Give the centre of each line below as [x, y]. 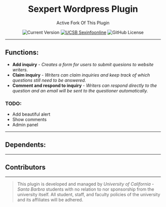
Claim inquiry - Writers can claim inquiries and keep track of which [81, 75]
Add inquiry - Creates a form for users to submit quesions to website [83, 64]
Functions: [22, 53]
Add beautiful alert [31, 114]
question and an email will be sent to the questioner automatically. [80, 90]
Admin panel [25, 125]
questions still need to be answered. [49, 80]
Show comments [29, 120]
